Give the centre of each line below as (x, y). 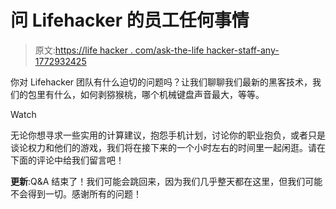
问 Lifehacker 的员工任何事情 (130, 20)
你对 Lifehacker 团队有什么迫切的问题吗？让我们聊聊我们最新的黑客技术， (161, 82)
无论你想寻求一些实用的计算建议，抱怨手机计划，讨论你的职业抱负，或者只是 (168, 135)
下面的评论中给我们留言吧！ (67, 160)
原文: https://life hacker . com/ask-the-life (119, 50)
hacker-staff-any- (243, 50)
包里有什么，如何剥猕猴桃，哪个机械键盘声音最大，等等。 (146, 94)
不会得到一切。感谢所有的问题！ (76, 193)
